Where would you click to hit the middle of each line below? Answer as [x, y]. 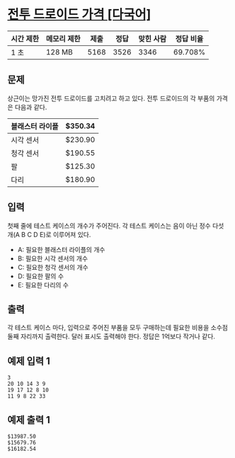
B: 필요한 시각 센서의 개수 [53, 258]
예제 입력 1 [29, 361]
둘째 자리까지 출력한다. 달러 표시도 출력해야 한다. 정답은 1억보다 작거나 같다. [111, 336]
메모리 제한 [63, 38]
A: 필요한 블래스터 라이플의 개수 [61, 249]
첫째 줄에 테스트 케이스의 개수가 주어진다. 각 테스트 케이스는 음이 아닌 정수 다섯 [116, 225]
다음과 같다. [31, 107]
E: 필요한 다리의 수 [43, 285]
